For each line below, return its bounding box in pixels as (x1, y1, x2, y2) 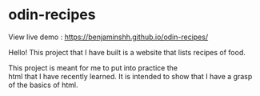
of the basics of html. (8, 80, 78, 90)
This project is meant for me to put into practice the (8, 62, 178, 73)
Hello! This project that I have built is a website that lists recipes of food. (8, 47, 246, 57)
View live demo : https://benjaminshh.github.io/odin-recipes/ (8, 32, 209, 42)
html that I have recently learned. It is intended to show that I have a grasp (8, 71, 253, 81)
